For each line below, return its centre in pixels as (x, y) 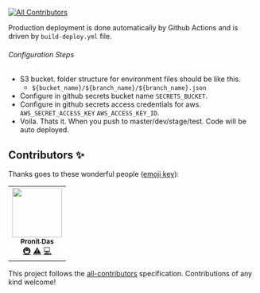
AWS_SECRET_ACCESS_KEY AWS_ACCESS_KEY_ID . (89, 113)
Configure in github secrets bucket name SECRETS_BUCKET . (114, 96)
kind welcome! (32, 282)
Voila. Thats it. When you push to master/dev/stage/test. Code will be (133, 121)
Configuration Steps (41, 54)
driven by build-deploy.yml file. (60, 36)
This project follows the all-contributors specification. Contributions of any (130, 274)
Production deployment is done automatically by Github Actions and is (123, 27)
